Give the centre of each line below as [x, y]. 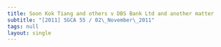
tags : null [23, 26]
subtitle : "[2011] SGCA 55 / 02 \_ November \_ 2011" [81, 20]
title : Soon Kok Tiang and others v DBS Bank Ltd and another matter [111, 13]
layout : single [29, 33]
